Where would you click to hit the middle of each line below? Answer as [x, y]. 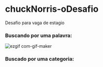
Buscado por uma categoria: [40, 59]
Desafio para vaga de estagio [35, 23]
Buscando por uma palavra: [39, 35]
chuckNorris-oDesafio [52, 9]
